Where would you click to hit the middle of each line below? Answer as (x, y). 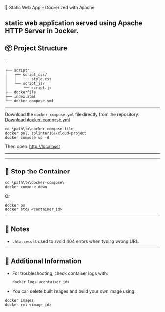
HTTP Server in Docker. (42, 31)
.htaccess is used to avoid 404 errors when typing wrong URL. (76, 241)
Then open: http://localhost (33, 147)
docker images (20, 300)
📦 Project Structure (36, 48)
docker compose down (26, 187)
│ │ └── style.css (28, 79)
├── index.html (21, 97)
